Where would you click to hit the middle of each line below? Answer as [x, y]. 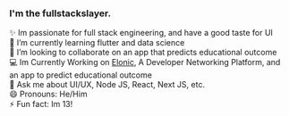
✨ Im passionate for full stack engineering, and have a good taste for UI [141, 33]
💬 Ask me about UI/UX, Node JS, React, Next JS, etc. [107, 85]
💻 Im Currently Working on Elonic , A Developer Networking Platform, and [145, 62]
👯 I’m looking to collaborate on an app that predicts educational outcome [143, 53]
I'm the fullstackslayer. [60, 13]
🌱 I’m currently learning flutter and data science [97, 43]
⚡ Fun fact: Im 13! [41, 104]
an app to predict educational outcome [81, 75]
